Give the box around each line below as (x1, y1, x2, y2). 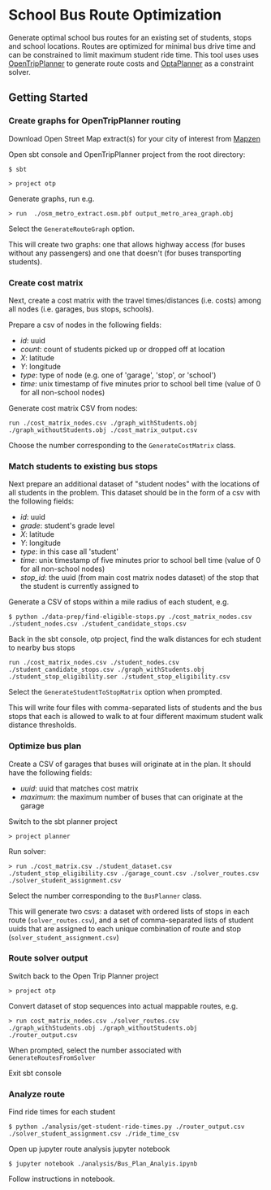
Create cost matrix (8, 277, 84, 288)
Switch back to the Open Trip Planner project (8, 970, 159, 981)
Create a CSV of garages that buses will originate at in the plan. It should (8, 759, 252, 769)
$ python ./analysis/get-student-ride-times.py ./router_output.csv (8, 1122, 245, 1131)
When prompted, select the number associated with (8, 1045, 182, 1055)
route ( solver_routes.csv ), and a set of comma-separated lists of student (8, 915, 254, 925)
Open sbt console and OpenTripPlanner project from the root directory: (8, 149, 246, 159)
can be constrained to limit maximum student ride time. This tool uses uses (8, 50, 260, 59)
